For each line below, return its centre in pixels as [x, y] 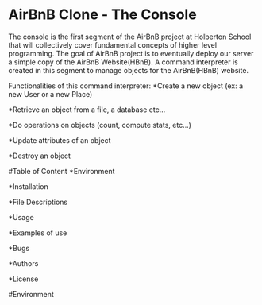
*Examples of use [38, 233]
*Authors [23, 263]
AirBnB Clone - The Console [102, 15]
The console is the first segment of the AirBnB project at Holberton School [130, 37]
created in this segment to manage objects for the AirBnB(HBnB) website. [128, 70]
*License [23, 279]
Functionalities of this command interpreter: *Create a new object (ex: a [126, 86]
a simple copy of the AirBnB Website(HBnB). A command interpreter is [123, 62]
